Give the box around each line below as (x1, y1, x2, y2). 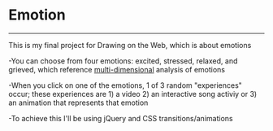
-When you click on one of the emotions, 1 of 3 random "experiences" (8, 80, 242, 90)
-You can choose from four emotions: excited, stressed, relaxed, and (8, 55, 238, 66)
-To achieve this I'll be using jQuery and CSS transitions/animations (8, 113, 233, 123)
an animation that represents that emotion (8, 98, 149, 107)
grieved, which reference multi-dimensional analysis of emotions (8, 64, 226, 74)
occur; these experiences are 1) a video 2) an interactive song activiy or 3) (8, 89, 258, 98)
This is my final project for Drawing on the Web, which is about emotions (8, 40, 252, 50)
